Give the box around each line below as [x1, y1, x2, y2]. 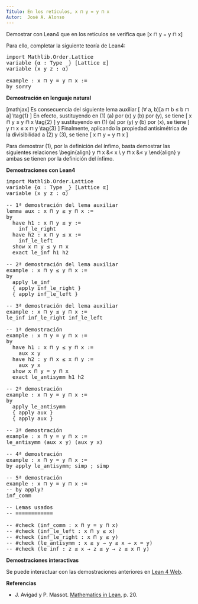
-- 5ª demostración [6, 474, 63, 481]
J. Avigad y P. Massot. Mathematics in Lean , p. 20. [14, 591, 138, 598]
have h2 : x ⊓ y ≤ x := [12, 231, 82, 238]
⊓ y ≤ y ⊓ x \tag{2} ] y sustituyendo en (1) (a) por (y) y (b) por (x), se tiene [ [6, 118, 190, 125]
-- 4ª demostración [6, 450, 63, 457]
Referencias [6, 579, 37, 587]
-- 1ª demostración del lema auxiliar [6, 202, 119, 208]
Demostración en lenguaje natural [6, 94, 92, 101]
